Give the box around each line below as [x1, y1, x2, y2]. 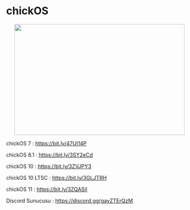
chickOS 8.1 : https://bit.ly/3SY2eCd [6, 151, 94, 158]
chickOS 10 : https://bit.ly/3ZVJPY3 [6, 163, 92, 170]
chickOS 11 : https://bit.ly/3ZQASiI [6, 185, 88, 193]
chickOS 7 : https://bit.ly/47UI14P [6, 140, 87, 147]
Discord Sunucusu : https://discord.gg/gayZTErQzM [6, 197, 133, 204]
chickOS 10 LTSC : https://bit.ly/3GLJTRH [6, 174, 107, 181]
